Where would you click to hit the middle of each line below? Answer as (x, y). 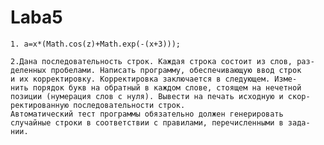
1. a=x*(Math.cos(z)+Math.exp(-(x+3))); (96, 44)
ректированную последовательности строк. (98, 105)
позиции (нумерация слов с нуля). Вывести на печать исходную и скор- (160, 96)
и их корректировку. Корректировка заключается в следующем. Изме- (154, 79)
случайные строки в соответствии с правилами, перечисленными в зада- (160, 122)
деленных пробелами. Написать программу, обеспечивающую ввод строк (156, 70)
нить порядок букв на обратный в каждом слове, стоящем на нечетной (156, 87)
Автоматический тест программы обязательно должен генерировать (147, 114)
